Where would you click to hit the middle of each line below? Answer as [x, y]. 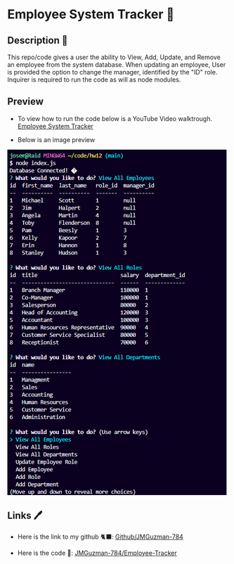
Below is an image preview [56, 139]
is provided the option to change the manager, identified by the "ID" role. [112, 72]
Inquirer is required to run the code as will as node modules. [94, 79]
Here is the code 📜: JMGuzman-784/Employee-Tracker [97, 553]
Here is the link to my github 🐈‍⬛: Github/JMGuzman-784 [100, 537]
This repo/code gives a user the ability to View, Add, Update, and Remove [114, 57]
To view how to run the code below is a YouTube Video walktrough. [115, 118]
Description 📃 [38, 40]
